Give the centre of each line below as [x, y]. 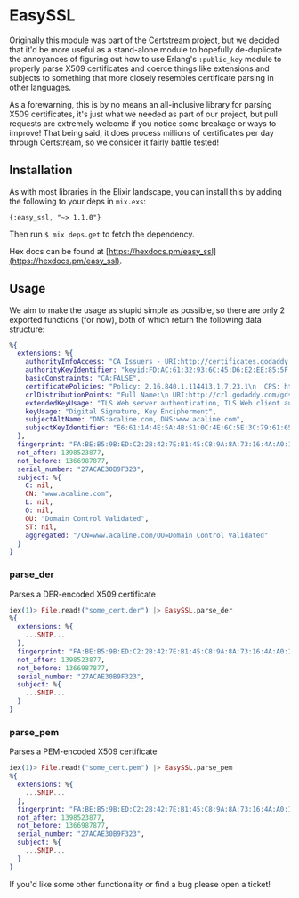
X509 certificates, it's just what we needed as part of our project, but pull [144, 114]
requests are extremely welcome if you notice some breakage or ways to [143, 123]
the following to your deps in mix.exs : [78, 201]
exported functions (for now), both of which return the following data [136, 319]
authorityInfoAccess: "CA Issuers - [93, 362]
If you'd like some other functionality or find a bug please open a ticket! [140, 884]
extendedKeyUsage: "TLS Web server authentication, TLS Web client [153, 403]
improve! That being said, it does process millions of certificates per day [141, 132]
